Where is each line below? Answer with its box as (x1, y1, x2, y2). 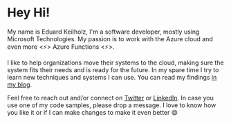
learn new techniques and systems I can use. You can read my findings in (7, 73, 217, 81)
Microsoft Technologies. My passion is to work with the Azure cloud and (7, 34, 213, 43)
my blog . (7, 80, 33, 89)
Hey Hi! (7, 5, 50, 21)
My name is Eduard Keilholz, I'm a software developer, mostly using (7, 27, 200, 36)
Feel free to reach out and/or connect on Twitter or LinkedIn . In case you (7, 93, 214, 102)
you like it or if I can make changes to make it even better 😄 (7, 108, 178, 116)
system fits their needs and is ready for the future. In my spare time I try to (7, 65, 219, 74)
